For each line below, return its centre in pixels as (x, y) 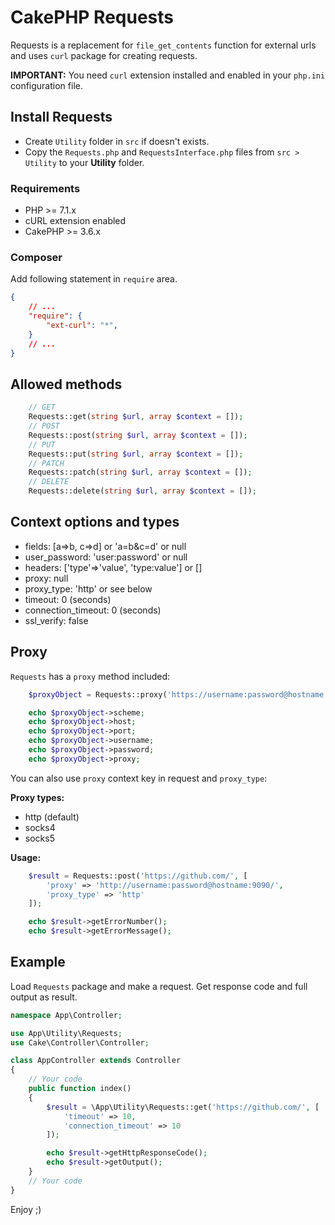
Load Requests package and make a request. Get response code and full (159, 986)
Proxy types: (37, 797)
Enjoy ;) (26, 1209)
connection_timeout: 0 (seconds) (93, 610)
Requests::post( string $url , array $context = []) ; (138, 435)
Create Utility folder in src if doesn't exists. (117, 141)
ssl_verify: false (56, 620)
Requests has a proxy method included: (90, 676)
